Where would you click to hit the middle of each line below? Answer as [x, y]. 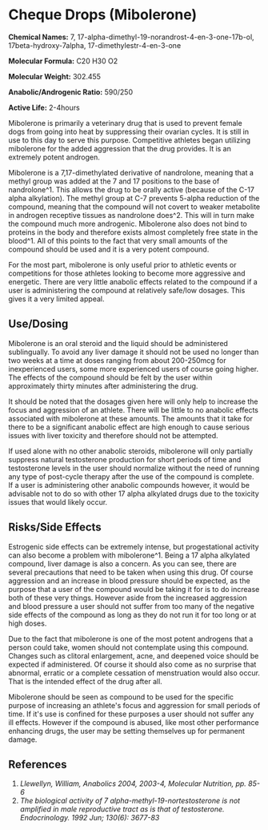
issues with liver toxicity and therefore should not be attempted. [113, 435]
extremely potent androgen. [54, 157]
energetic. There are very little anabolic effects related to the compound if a [133, 281]
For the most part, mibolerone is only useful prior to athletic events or [122, 264]
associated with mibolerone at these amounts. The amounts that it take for [131, 418]
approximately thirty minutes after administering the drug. [103, 385]
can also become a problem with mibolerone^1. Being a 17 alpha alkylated [129, 555]
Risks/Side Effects [55, 528]
